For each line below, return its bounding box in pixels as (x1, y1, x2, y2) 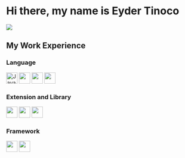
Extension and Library (6, 93, 72, 101)
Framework (6, 127, 40, 135)
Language (6, 58, 36, 67)
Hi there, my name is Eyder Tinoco (6, 4, 180, 18)
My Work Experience (6, 40, 86, 51)
